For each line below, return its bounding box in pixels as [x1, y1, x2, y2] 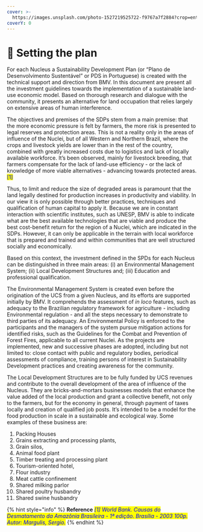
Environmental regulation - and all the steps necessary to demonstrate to [7, 311, 188, 318]
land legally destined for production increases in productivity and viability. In [7, 192, 196, 199]
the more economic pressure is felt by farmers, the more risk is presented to [7, 122, 196, 130]
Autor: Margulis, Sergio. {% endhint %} [7, 519, 104, 526]
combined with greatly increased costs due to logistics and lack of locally [7, 148, 189, 155]
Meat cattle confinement [15, 475, 77, 483]
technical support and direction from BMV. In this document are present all [7, 79, 192, 86]
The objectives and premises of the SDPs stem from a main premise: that [7, 116, 189, 124]
